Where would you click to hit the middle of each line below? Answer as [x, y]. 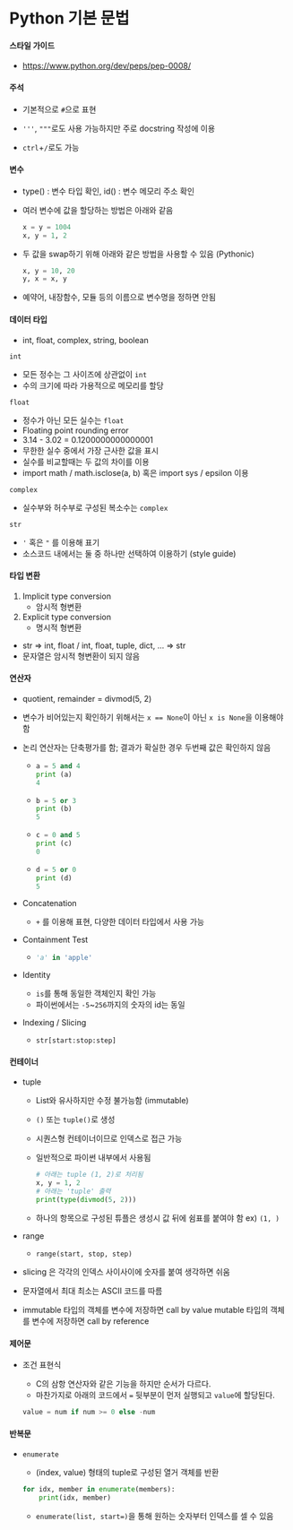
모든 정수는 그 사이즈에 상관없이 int [85, 374]
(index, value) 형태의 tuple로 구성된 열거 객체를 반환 [127, 1473]
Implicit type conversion [67, 596]
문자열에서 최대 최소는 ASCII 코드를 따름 [92, 1291]
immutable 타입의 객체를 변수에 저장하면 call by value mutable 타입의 [145, 1310]
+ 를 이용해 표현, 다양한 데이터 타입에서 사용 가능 [120, 922]
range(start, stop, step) [84, 1254]
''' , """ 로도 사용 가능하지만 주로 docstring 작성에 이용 [119, 128]
